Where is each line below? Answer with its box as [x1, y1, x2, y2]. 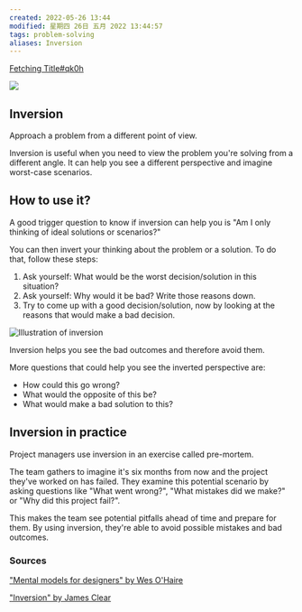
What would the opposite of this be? [22, 389, 158, 400]
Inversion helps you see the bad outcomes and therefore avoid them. [9, 344, 266, 355]
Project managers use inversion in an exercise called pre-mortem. [9, 449, 254, 459]
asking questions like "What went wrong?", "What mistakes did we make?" [9, 485, 286, 496]
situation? [22, 281, 59, 292]
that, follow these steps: [9, 254, 99, 264]
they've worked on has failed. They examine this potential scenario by [9, 476, 269, 487]
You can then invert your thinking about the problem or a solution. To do [9, 244, 277, 255]
